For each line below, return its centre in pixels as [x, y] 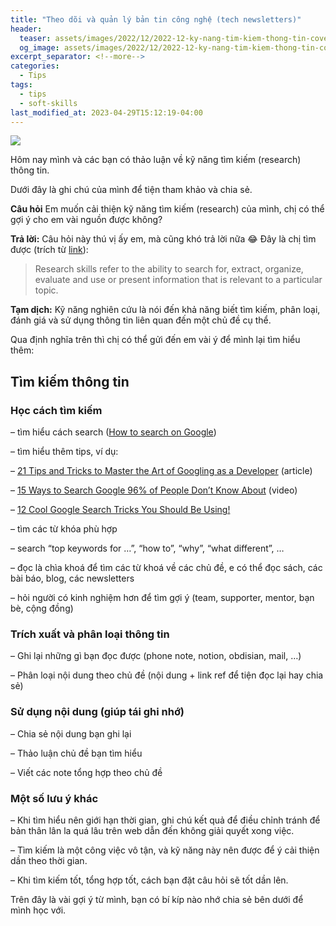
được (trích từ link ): [49, 250]
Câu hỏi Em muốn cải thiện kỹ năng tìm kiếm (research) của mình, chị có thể [167, 209]
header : [26, 29]
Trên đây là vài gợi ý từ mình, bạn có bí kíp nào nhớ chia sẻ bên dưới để [157, 899]
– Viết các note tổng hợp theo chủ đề [86, 772]
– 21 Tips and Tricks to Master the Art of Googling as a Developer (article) [161, 471]
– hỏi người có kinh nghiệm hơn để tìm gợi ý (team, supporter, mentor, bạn [162, 598]
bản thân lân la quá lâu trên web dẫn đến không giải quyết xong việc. [152, 830]
